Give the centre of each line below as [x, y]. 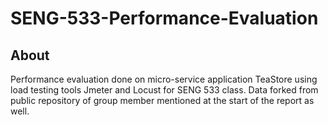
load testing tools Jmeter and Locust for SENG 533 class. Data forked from [164, 90]
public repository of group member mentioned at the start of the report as [162, 100]
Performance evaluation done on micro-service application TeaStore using [164, 79]
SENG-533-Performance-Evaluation [164, 18]
